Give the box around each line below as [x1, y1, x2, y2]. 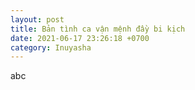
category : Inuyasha [10, 42, 92, 53]
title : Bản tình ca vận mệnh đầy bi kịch [10, 24, 186, 34]
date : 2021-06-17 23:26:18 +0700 [10, 33, 150, 43]
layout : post [10, 14, 65, 25]
